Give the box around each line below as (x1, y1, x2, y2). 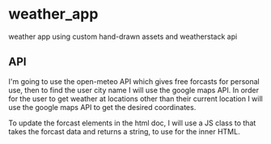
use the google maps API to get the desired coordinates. (8, 102, 197, 112)
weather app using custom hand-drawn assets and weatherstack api (8, 32, 238, 41)
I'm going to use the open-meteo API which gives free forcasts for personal (8, 76, 260, 86)
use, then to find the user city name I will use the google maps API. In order (8, 85, 259, 95)
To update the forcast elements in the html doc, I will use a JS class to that (8, 118, 256, 128)
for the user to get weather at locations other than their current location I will (8, 94, 263, 104)
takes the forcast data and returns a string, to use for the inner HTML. (8, 126, 240, 136)
